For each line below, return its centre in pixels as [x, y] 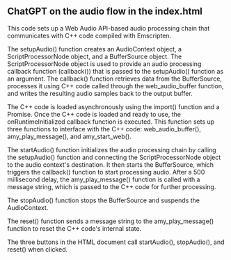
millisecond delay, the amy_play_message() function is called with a [104, 179]
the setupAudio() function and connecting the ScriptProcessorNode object [114, 157]
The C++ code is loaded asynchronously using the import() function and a [114, 106]
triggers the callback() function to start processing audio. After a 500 [106, 172]
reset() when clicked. [38, 249]
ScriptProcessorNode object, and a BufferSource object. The [95, 56]
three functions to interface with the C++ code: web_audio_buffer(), [104, 129]
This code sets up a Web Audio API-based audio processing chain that [109, 28]
